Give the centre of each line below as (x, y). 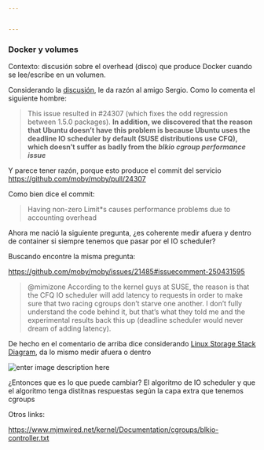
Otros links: (27, 415)
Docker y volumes (43, 49)
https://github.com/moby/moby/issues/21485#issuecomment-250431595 (126, 272)
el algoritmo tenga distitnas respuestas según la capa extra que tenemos (126, 391)
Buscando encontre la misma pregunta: (72, 257)
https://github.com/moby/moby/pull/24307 (77, 179)
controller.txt (29, 438)
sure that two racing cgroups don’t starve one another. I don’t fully (134, 304)
